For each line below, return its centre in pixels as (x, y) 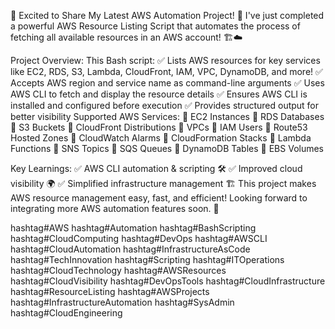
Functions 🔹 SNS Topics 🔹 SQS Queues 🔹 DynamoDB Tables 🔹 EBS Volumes (167, 148)
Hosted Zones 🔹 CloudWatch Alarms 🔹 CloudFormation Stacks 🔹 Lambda (161, 138)
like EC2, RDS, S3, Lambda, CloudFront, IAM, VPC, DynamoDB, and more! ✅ (166, 71)
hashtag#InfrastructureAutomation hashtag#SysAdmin (122, 302)
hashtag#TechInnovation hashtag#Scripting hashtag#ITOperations (147, 259)
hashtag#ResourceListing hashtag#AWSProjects (110, 291)
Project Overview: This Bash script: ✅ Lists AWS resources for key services (165, 60)
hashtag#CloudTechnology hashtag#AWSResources (118, 270)
